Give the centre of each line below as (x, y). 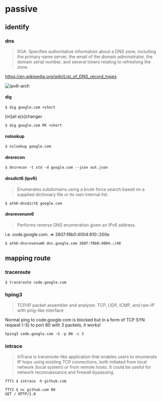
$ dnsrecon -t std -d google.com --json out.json (57, 168)
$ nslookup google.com (28, 147)
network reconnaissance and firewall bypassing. (66, 372)
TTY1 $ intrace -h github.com (36, 381)
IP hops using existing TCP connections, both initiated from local (82, 362)
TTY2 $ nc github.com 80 (30, 390)
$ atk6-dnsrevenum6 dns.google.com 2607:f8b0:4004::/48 (63, 243)
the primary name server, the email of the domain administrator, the (85, 57)
